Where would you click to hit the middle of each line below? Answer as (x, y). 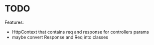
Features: (14, 22)
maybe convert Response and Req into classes (60, 37)
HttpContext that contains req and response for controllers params (80, 32)
